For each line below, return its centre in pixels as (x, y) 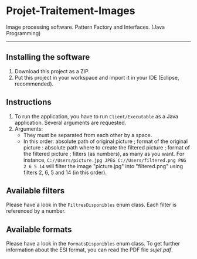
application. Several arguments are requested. (70, 122)
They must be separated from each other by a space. (88, 135)
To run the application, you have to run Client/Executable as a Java (96, 116)
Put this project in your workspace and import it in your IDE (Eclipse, (97, 77)
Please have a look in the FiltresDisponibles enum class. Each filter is (91, 205)
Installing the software (48, 57)
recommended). (34, 84)
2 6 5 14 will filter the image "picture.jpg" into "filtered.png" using (103, 166)
